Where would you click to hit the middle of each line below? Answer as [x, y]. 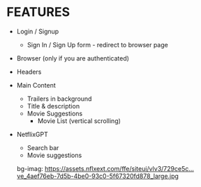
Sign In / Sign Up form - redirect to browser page [97, 44]
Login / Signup [38, 31]
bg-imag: [30, 168]
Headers [29, 72]
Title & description [53, 106]
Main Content [36, 85]
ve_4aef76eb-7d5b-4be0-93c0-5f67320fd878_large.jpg [98, 176]
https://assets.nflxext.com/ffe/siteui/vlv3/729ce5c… [119, 168]
